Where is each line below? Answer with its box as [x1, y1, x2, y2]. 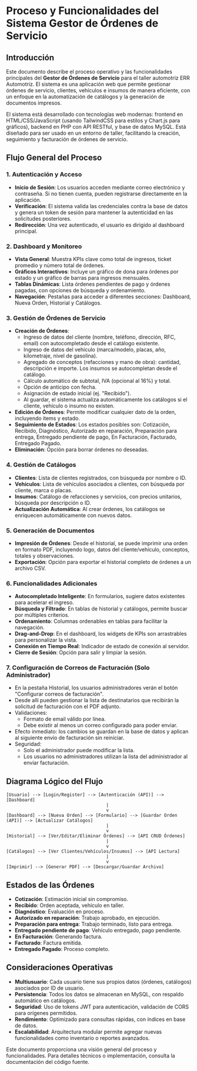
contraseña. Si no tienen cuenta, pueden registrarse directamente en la [14, 190, 188, 197]
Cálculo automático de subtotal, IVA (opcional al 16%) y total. [23, 378, 172, 385]
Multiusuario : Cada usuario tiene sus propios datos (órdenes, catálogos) [14, 978, 192, 985]
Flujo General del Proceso [6, 153, 102, 163]
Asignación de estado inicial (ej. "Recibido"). [23, 390, 131, 397]
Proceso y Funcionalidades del [6, 4, 159, 18]
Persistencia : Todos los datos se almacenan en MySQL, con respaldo [14, 990, 184, 997]
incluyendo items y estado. [14, 415, 81, 422]
